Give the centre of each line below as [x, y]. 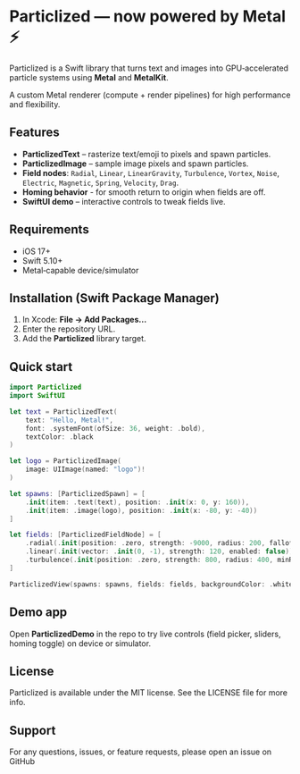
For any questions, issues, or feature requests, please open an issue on [141, 752]
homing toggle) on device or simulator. [80, 643]
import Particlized [46, 387]
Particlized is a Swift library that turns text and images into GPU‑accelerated [149, 68]
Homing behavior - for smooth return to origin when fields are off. [144, 192]
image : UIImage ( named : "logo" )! [85, 470]
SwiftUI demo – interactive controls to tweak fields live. [124, 201]
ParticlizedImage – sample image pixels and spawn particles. [135, 164]
